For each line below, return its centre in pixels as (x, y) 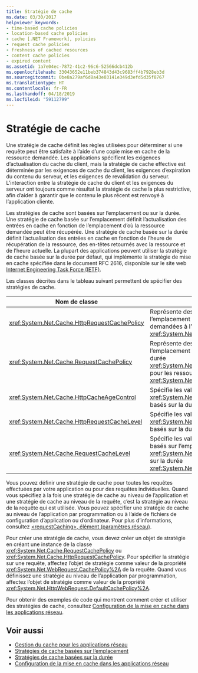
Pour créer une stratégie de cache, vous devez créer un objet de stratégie (96, 538)
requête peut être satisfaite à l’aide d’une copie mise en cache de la (88, 151)
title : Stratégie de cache (39, 12)
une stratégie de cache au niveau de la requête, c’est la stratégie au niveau (97, 501)
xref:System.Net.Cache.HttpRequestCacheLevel (76, 422)
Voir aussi (25, 630)
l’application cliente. (30, 201)
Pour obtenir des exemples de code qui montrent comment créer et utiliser (97, 599)
